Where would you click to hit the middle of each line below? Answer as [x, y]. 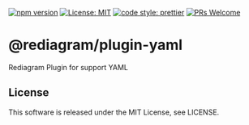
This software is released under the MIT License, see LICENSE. [114, 112]
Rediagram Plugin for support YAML [68, 67]
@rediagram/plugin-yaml [96, 45]
